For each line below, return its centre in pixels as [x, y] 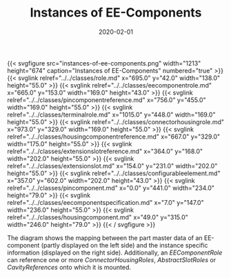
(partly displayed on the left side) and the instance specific [124, 245]
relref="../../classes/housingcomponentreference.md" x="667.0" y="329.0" [114, 137]
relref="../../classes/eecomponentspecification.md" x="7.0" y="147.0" [106, 202]
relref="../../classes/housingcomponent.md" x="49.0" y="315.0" [98, 217]
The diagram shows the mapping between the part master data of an [105, 238]
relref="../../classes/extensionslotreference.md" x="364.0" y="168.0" [105, 151]
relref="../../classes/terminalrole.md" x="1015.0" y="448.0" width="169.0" [111, 115]
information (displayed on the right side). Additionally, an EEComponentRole [115, 252]
